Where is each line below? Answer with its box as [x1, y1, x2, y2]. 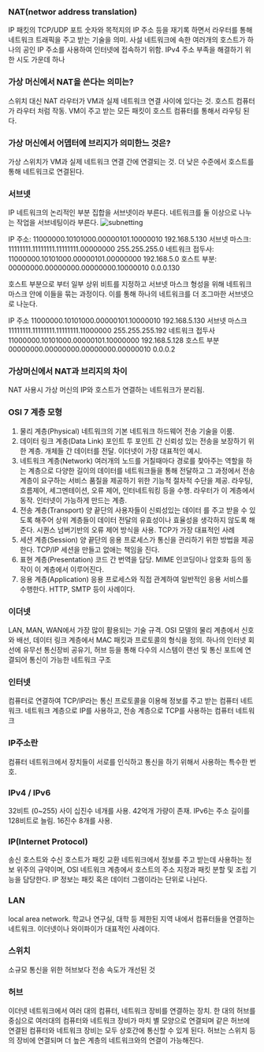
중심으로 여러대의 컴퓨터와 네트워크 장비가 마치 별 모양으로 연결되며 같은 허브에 [8, 1016, 251, 1025]
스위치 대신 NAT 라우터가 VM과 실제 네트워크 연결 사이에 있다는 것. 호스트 [8, 96, 235, 105]
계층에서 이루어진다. [43, 564, 105, 574]
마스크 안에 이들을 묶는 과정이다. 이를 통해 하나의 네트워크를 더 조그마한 [8, 289, 227, 299]
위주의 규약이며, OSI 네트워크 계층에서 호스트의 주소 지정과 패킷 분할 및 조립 [16, 865, 248, 874]
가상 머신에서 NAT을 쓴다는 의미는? [8, 77, 134, 88]
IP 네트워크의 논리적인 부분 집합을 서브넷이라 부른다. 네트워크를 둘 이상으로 [8, 208, 238, 217]
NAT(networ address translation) [8, 6, 138, 17]
